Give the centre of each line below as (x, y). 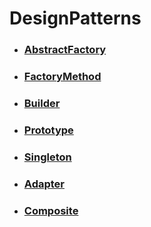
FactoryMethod (62, 77)
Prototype (48, 130)
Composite (51, 210)
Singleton (47, 157)
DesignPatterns (75, 18)
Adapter (44, 184)
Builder (42, 103)
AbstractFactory (65, 50)
